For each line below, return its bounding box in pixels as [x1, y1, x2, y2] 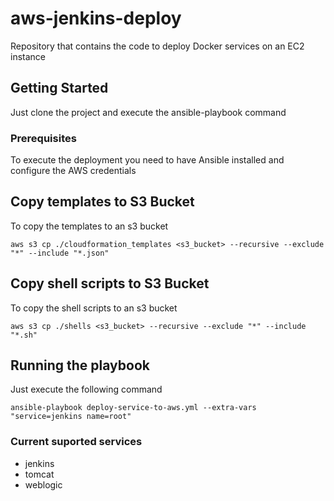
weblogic [24, 478, 63, 491]
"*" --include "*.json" [10, 248, 110, 258]
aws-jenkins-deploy [10, 7, 182, 30]
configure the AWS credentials [10, 165, 137, 177]
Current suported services [10, 435, 143, 449]
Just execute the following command [10, 383, 163, 396]
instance [10, 50, 46, 62]
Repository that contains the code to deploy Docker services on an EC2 [10, 40, 305, 52]
